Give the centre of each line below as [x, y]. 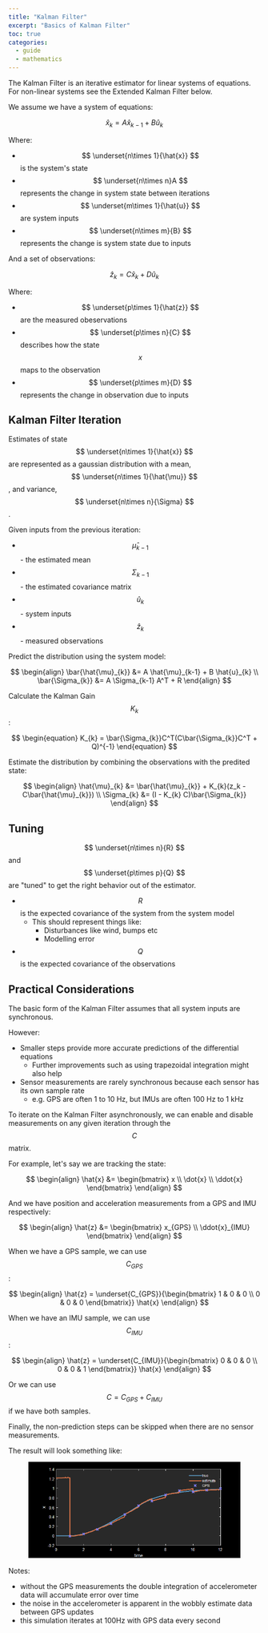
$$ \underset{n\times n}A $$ [140, 180]
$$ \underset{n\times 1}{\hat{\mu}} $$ [134, 477]
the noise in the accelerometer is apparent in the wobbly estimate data [136, 1603]
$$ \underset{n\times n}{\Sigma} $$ [134, 502]
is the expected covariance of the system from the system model [127, 913]
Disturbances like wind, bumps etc [101, 930]
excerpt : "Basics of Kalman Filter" [69, 25]
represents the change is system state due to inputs [106, 243]
